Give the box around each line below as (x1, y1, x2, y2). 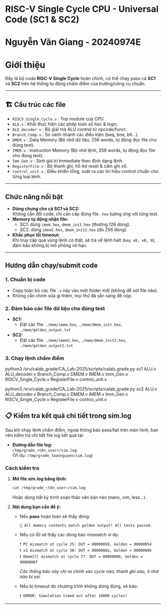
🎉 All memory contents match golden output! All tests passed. (19, 523, 153, 528)
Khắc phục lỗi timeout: (12, 232, 60, 238)
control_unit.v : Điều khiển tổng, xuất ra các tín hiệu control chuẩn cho (12, 168, 159, 174)
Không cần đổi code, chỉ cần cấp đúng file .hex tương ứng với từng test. (12, 211, 159, 217)
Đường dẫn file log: (12, 442, 53, 448)
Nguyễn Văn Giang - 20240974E (5, 37, 141, 48)
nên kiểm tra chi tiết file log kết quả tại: (5, 432, 84, 438)
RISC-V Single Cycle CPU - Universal (5, 3, 159, 15)
